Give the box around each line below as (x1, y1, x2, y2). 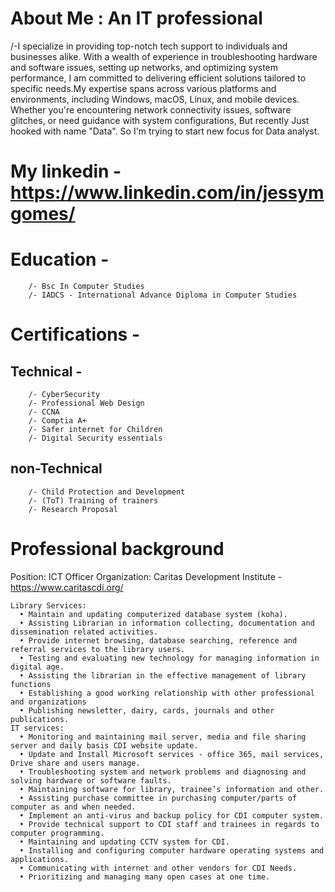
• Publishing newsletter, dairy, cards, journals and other (19, 705, 275, 716)
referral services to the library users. (10, 644, 186, 654)
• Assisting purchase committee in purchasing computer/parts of (19, 793, 298, 803)
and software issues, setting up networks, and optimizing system (10, 61, 279, 73)
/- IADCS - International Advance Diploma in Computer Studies (28, 290, 298, 301)
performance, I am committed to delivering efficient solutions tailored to (10, 72, 307, 84)
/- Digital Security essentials (28, 433, 163, 444)
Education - (10, 248, 110, 271)
